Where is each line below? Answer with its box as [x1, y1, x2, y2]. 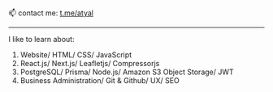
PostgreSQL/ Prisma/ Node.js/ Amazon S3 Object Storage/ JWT [19, 67, 234, 77]
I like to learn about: [8, 35, 75, 44]
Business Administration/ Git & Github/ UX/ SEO [19, 76, 180, 85]
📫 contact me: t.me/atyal [8, 8, 93, 18]
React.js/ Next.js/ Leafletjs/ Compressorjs [19, 59, 160, 68]
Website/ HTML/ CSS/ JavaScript [19, 50, 132, 60]
